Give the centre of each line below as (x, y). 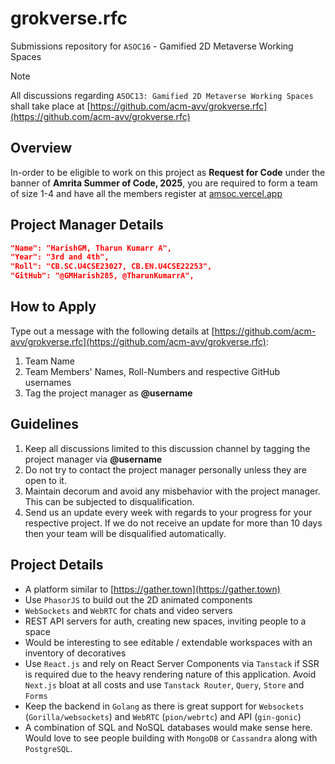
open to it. (45, 480)
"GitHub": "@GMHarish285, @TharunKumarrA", (102, 276)
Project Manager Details (87, 225)
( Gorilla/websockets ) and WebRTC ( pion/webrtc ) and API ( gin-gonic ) (163, 716)
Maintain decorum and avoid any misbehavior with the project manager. (172, 491)
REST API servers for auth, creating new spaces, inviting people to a (165, 621)
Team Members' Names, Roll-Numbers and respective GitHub (152, 371)
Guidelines (44, 424)
